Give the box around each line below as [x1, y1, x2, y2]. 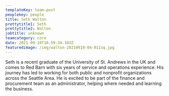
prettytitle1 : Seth [5, 21, 47, 27]
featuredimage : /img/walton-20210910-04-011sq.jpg [5, 45, 115, 50]
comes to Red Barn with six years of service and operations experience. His [5, 64, 164, 70]
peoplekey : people [5, 12, 44, 17]
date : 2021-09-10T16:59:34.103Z [5, 40, 74, 45]
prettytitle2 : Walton [5, 26, 51, 31]
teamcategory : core [5, 36, 47, 41]
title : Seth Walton [5, 17, 47, 22]
